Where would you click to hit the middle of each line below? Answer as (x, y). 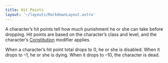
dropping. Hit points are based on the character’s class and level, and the (81, 34)
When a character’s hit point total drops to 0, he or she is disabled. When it (82, 49)
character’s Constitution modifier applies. (48, 40)
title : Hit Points (24, 10)
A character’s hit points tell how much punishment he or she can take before (84, 29)
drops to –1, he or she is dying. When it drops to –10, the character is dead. (82, 55)
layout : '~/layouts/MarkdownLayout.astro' (50, 15)
